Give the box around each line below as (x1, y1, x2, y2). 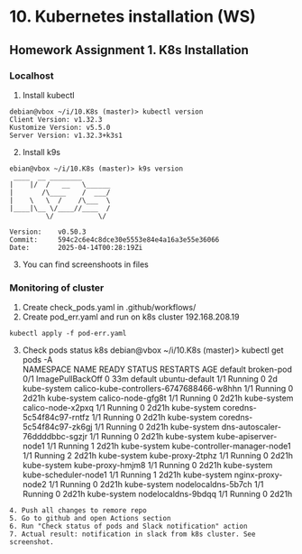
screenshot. (9, 538, 54, 547)
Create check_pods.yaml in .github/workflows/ (22, 302, 197, 313)
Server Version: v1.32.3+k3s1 (9, 131, 124, 140)
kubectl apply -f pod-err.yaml (9, 329, 127, 338)
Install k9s (22, 146, 61, 157)
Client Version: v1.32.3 (9, 115, 103, 124)
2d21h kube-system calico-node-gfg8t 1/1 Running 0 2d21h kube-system (22, 392, 294, 403)
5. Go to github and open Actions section (9, 514, 171, 523)
